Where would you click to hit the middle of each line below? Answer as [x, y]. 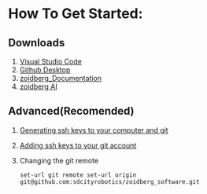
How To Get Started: [76, 14]
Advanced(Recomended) [72, 111]
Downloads [37, 43]
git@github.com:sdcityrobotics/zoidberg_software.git [109, 181]
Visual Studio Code [51, 61]
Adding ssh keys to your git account [78, 145]
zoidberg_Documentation [61, 78]
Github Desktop [45, 70]
